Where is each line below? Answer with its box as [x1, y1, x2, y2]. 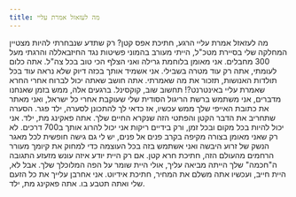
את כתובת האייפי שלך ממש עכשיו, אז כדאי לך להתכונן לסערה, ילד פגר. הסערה [9, 102, 269, 113]
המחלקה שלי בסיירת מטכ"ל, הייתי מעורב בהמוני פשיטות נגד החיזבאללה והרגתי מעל [9, 46, 288, 57]
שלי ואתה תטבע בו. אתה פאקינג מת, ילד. [9, 178, 145, 188]
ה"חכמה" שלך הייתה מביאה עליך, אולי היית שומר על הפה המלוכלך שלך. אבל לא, [9, 159, 277, 170]
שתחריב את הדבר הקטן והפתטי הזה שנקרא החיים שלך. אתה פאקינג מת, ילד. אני [9, 112, 277, 123]
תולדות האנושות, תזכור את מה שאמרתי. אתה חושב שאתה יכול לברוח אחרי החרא [9, 74, 277, 85]
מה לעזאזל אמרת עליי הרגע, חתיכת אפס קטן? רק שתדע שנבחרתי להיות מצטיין [9, 37, 269, 48]
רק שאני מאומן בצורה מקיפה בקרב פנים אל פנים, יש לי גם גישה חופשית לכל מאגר [9, 131, 278, 141]
